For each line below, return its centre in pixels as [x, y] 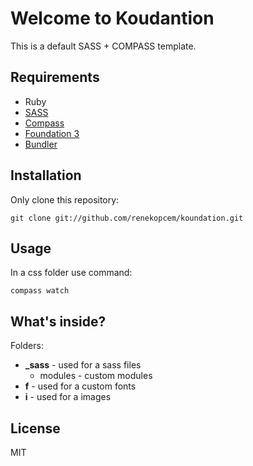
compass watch [40, 291]
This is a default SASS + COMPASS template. [103, 46]
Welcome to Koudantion [112, 18]
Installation [46, 175]
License [35, 428]
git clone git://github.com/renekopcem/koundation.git [127, 218]
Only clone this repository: [65, 199]
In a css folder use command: [71, 273]
